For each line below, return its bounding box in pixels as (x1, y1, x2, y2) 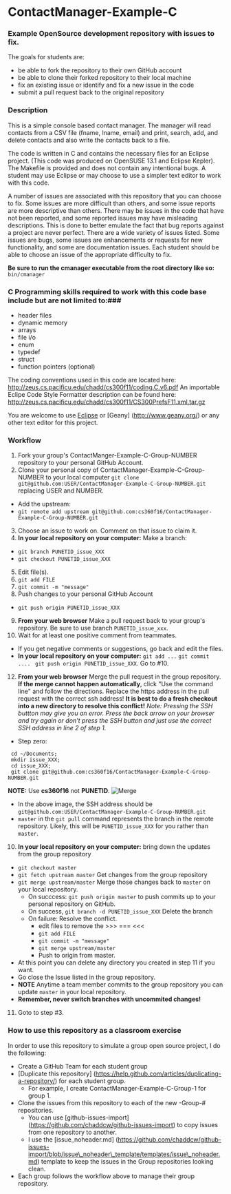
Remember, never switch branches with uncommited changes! (17, 995, 201, 1003)
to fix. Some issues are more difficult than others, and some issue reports (8, 199, 216, 207)
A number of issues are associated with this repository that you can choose (8, 192, 222, 200)
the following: (8, 1049, 47, 1057)
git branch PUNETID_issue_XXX (17, 548, 105, 555)
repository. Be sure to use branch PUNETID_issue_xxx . (17, 624, 168, 632)
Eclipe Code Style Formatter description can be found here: (8, 391, 177, 399)
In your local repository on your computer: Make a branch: (17, 534, 188, 542)
